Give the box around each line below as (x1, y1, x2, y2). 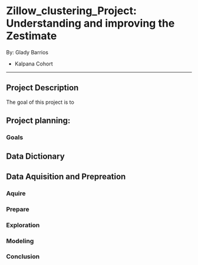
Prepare (6, 205, 29, 213)
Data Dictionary (6, 152, 65, 162)
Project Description (6, 83, 79, 93)
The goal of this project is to (6, 99, 75, 106)
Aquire (6, 189, 26, 197)
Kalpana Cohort (14, 60, 53, 67)
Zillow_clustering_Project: (6, 4, 137, 18)
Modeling (6, 237, 34, 245)
